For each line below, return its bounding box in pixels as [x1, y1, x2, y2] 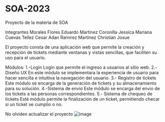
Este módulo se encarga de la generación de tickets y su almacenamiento [5, 80, 157, 86]
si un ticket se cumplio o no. [5, 101, 63, 107]
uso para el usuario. [5, 54, 46, 60]
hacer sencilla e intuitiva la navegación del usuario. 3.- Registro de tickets [5, 75, 157, 81]
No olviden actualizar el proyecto [5, 111, 73, 117]
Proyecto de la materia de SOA [5, 19, 68, 25]
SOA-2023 [5, 3, 50, 14]
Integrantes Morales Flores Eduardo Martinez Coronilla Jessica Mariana [5, 29, 152, 35]
